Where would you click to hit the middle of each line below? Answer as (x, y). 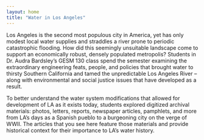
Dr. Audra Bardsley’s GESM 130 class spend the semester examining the (97, 61)
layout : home (23, 12)
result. (14, 86)
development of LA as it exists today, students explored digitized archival (98, 104)
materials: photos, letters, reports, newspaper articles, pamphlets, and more (101, 111)
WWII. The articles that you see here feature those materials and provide (97, 124)
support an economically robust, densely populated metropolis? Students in (101, 54)
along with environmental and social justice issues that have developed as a (101, 80)
